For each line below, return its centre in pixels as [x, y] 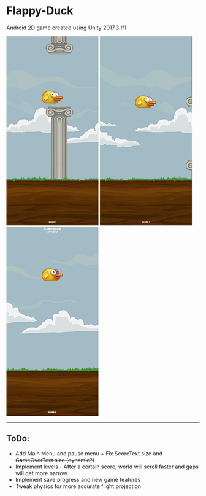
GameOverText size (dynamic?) [55, 460]
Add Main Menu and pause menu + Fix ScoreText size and [89, 453]
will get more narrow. [42, 473]
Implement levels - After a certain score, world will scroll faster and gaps [107, 467]
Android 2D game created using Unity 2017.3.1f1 [67, 28]
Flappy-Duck [40, 11]
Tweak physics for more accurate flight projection [78, 486]
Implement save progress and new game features [78, 479]
